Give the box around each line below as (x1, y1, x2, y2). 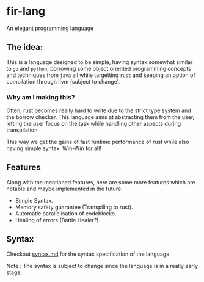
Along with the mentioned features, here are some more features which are (6, 178, 195, 186)
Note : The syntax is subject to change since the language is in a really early (6, 262, 199, 269)
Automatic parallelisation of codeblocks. (15, 209, 117, 217)
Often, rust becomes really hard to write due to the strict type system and (6, 107, 191, 114)
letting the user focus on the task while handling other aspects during (6, 120, 181, 128)
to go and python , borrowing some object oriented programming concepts (6, 65, 191, 72)
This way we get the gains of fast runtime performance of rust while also (6, 139, 189, 146)
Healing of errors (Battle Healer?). (15, 216, 101, 223)
